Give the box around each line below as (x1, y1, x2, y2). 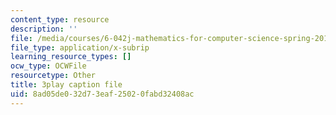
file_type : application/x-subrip (10, 42, 150, 53)
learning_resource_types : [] (10, 52, 132, 62)
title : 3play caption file (10, 80, 123, 90)
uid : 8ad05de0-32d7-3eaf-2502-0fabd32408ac (10, 89, 195, 99)
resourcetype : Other (10, 71, 97, 81)
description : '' (10, 24, 78, 34)
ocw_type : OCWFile (10, 61, 87, 71)
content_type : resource (10, 14, 110, 25)
